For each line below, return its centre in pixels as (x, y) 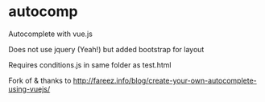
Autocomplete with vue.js (50, 34)
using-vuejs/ (29, 89)
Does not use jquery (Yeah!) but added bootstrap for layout (106, 49)
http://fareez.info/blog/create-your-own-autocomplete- (165, 80)
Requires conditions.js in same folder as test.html (90, 65)
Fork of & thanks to (40, 80)
